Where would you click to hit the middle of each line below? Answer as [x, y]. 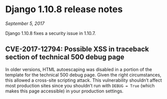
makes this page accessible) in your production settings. [64, 91]
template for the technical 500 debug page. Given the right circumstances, [83, 75]
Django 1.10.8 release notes [64, 9]
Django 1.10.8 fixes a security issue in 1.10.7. [51, 33]
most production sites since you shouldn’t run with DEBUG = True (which [80, 85]
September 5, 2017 [25, 23]
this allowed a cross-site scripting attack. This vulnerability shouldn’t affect [84, 80]
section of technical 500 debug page [65, 57]
